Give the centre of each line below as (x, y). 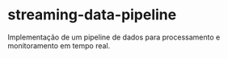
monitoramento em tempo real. (59, 45)
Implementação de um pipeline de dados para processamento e (114, 37)
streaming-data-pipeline (92, 15)
